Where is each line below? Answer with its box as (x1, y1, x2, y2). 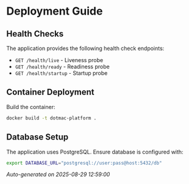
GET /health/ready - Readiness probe (15, 63, 110, 70)
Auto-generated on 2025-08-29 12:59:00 (6, 171, 110, 178)
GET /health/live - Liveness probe (15, 57, 104, 63)
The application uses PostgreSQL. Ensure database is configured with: (6, 148, 184, 155)
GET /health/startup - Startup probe (15, 69, 108, 77)
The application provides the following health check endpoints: (6, 44, 165, 52)
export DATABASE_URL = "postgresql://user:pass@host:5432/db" (6, 160, 163, 166)
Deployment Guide (6, 4, 103, 18)
